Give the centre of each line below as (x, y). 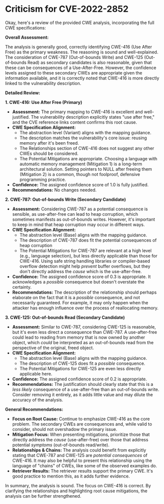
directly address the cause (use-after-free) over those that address (80, 439)
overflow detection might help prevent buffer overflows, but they (85, 266)
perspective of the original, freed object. (53, 348)
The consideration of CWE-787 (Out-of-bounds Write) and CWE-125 (74, 57)
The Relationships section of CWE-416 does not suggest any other (87, 148)
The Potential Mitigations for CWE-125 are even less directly (80, 368)
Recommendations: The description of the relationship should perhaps (84, 292)
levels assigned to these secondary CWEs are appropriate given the (74, 73)
